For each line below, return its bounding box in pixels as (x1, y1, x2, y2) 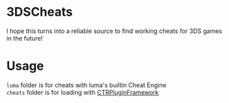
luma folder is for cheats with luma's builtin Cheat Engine (6, 80, 166, 89)
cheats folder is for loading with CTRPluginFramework (6, 88, 159, 96)
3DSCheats (6, 4, 73, 20)
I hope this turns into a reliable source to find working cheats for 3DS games (6, 27, 223, 35)
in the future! (6, 34, 43, 42)
